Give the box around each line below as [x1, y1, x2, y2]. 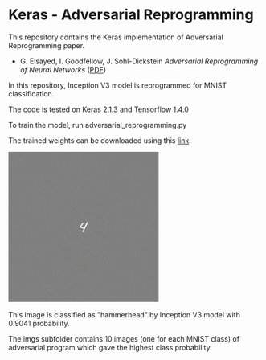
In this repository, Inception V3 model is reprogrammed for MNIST [8, 80, 227, 90]
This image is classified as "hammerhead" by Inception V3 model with [8, 309, 241, 319]
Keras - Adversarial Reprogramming [8, 6, 255, 24]
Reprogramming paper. [8, 40, 85, 50]
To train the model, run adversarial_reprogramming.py [8, 120, 187, 129]
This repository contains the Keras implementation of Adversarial [8, 32, 223, 42]
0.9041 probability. [8, 318, 70, 328]
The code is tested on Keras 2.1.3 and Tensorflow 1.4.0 [8, 104, 189, 114]
